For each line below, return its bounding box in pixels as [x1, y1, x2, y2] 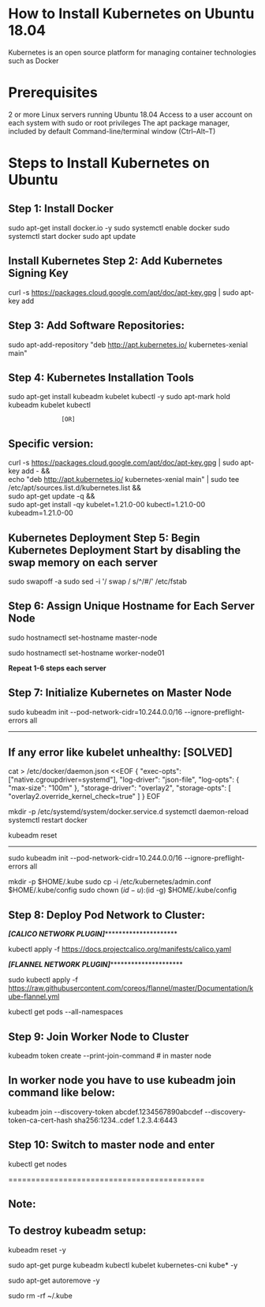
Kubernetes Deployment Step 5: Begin [8, 531, 200, 544]
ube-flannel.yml [8, 991, 60, 1002]
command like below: [8, 1086, 116, 1100]
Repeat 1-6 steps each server [8, 663, 106, 673]
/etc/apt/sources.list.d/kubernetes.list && [8, 483, 142, 493]
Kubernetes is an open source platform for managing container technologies [8, 47, 256, 57]
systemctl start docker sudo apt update [8, 231, 136, 241]
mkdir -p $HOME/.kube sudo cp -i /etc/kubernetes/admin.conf [8, 877, 211, 887]
